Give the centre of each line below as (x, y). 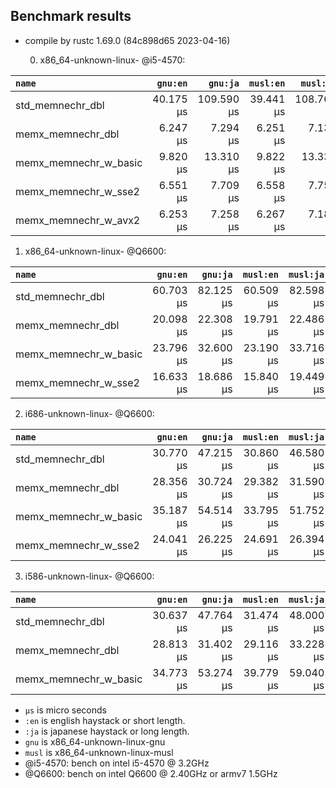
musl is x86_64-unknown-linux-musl (99, 752)
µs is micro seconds (65, 710)
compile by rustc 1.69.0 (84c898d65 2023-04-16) (127, 40)
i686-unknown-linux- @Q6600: (89, 413)
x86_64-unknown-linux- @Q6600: (95, 251)
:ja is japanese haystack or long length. (107, 731)
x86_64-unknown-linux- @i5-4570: (112, 60)
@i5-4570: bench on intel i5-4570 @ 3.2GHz (117, 763)
